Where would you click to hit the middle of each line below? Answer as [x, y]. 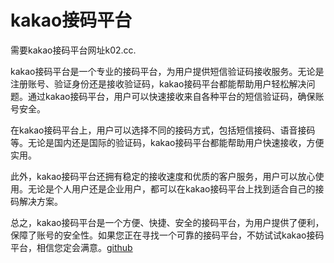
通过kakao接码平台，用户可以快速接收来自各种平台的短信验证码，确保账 [176, 96]
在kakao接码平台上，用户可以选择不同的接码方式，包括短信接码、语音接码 [163, 130]
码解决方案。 [36, 201]
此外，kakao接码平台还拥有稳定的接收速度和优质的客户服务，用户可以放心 [163, 176]
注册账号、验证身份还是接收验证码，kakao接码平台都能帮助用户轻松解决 [158, 83]
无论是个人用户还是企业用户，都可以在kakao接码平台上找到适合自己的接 [176, 188]
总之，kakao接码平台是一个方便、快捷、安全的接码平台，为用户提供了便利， [167, 222]
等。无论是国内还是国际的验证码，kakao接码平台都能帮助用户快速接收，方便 [167, 142]
